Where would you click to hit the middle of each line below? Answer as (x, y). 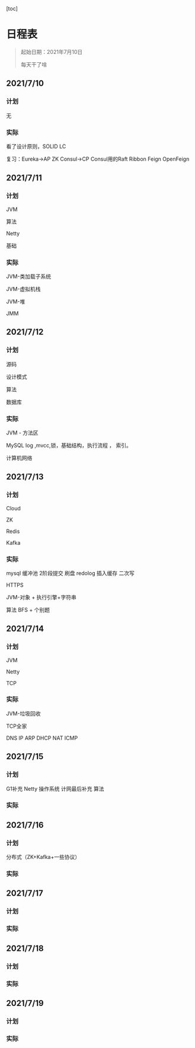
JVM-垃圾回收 (23, 713)
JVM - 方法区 (22, 433)
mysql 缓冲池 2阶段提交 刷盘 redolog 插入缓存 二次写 (70, 573)
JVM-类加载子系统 (29, 276)
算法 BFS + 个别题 (28, 609)
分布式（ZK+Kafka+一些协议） (43, 857)
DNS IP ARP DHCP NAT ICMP (42, 738)
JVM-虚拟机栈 (23, 289)
